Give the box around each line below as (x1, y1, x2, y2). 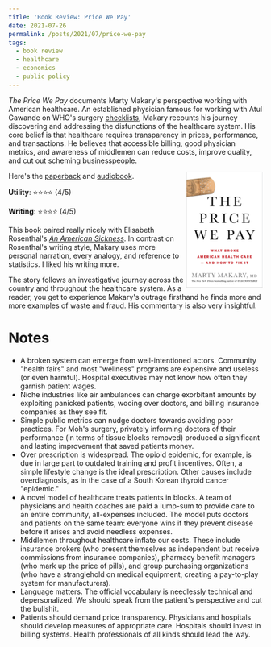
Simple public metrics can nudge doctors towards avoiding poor (19, 415, 234, 425)
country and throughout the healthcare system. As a (8, 283, 182, 293)
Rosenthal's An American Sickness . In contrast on (8, 234, 175, 243)
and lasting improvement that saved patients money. (19, 441, 194, 450)
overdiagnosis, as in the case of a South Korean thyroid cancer (19, 475, 230, 485)
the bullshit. (19, 603, 60, 613)
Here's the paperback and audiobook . (8, 171, 135, 180)
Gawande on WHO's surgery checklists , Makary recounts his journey (8, 113, 238, 122)
